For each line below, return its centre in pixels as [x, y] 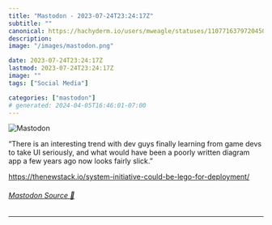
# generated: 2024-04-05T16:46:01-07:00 [78, 105]
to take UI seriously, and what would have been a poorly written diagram [129, 153]
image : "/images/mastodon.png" [61, 46]
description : [30, 38]
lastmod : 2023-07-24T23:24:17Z [61, 68]
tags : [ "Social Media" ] [49, 83]
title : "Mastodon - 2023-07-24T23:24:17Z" [81, 16]
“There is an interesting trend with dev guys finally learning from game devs [135, 144]
